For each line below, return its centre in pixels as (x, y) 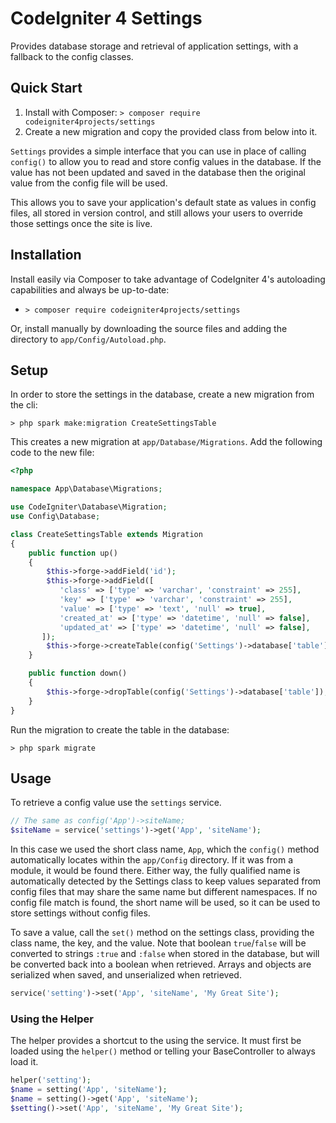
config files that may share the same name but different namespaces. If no (164, 892)
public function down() (78, 673)
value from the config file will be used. (89, 183)
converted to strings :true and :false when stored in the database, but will (165, 954)
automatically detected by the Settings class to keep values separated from (166, 881)
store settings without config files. (80, 913)
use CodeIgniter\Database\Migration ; (89, 507)
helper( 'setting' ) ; (51, 1080)
